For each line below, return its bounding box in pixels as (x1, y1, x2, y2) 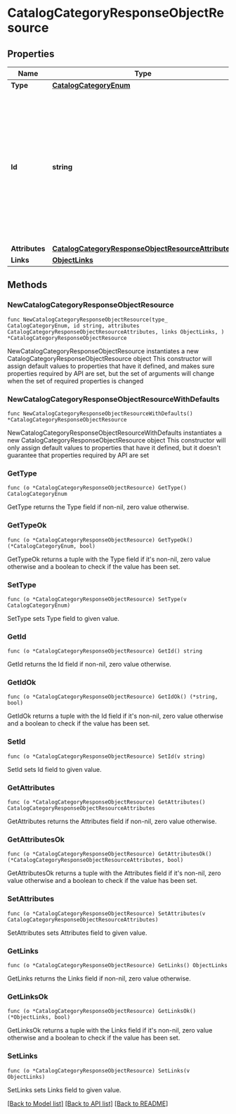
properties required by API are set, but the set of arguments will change (7, 369, 215, 377)
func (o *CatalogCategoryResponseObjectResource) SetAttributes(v (7, 910, 206, 917)
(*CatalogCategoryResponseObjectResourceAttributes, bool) (7, 857, 184, 864)
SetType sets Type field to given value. (7, 614, 119, 622)
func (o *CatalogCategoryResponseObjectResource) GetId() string (7, 648, 202, 655)
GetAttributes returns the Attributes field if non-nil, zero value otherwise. (7, 817, 217, 826)
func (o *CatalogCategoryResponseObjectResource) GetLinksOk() (7, 1008, 197, 1015)
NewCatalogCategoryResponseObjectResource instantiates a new (7, 346, 199, 355)
